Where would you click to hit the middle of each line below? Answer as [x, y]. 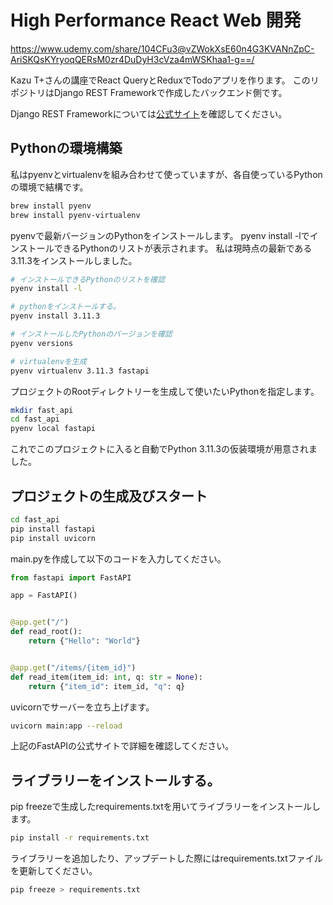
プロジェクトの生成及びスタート [109, 496]
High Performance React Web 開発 [156, 20]
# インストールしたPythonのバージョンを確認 [91, 334]
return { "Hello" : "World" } [84, 641]
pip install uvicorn [53, 538]
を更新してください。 [54, 871]
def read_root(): [46, 632]
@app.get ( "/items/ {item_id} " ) [73, 667]
